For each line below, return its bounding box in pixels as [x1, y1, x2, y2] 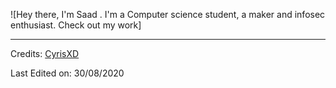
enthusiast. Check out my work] [10, 19, 142, 31]
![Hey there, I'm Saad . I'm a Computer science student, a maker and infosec [10, 9, 326, 20]
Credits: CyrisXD [10, 48, 80, 59]
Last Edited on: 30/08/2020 [10, 67, 125, 79]
